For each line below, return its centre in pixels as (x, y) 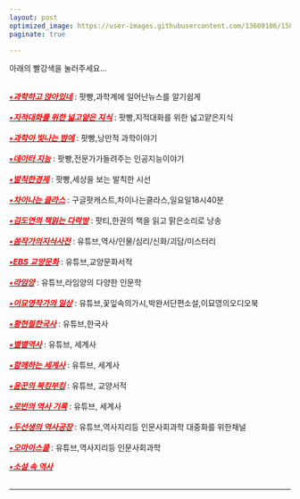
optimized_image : (42, 26)
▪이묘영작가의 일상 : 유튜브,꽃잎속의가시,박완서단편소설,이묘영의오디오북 (134, 304)
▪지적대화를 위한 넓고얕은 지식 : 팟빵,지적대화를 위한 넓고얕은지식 (121, 118)
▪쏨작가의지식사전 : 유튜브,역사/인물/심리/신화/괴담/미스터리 (112, 241)
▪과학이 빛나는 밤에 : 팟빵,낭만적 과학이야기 (83, 138)
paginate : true (37, 34)
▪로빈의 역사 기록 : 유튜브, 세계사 (66, 406)
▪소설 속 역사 (31, 467)
